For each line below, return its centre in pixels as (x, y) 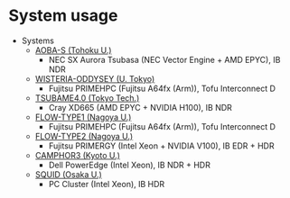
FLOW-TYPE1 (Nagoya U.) (83, 117)
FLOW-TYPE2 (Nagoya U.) (84, 136)
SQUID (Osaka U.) (69, 174)
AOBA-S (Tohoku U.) (73, 49)
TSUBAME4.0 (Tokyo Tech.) (87, 98)
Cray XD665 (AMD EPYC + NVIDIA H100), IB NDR (140, 107)
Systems (38, 40)
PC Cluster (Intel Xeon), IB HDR (107, 184)
